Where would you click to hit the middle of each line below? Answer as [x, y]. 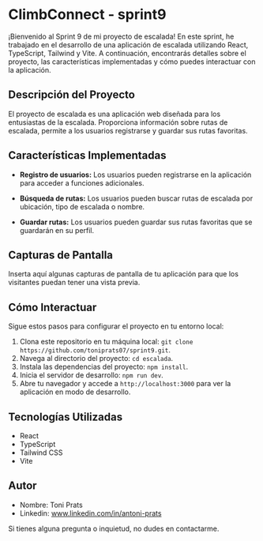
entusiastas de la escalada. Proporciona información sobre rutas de [118, 122]
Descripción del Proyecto [72, 95]
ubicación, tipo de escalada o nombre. [82, 206]
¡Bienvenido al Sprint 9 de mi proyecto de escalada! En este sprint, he [121, 36]
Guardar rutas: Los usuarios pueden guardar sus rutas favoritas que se [136, 222]
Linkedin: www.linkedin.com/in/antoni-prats [90, 513]
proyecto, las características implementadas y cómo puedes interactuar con [132, 62]
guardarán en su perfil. [57, 230]
